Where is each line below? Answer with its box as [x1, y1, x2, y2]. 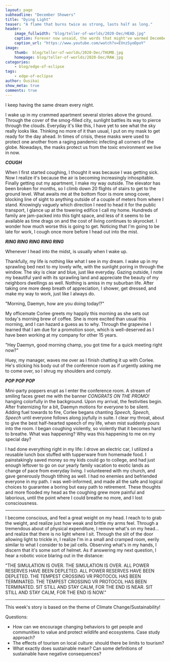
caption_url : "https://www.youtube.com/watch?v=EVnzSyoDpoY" [14, 41, 146, 46]
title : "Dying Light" [5, 17, 51, 22]
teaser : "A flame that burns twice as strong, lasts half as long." [5, 21, 153, 27]
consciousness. [5, 500, 38, 506]
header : [5, 26, 22, 32]
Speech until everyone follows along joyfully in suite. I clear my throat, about [5, 414, 164, 420]
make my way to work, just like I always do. [5, 290, 95, 296]
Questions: [5, 614, 28, 620]
